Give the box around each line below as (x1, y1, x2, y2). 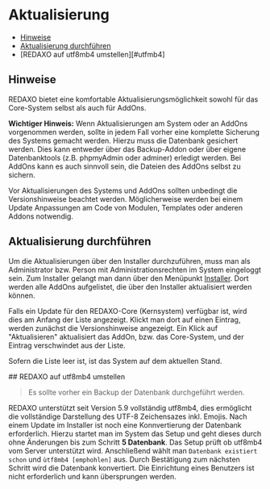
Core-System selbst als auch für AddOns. (8, 102, 147, 112)
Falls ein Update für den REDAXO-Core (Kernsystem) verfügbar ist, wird (8, 306, 247, 316)
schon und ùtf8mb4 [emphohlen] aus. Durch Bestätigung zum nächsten (8, 454, 240, 464)
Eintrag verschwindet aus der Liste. (8, 341, 127, 350)
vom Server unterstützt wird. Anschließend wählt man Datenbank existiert (8, 445, 258, 455)
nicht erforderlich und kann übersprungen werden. (8, 471, 177, 481)
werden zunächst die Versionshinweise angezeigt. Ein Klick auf (8, 323, 218, 332)
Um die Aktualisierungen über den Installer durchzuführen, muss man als (8, 256, 251, 265)
